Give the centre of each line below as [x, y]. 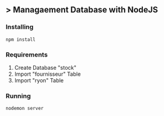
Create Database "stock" [45, 67]
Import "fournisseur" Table [47, 74]
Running [18, 96]
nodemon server [25, 108]
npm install [20, 39]
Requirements [27, 55]
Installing [20, 27]
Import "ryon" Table [39, 80]
